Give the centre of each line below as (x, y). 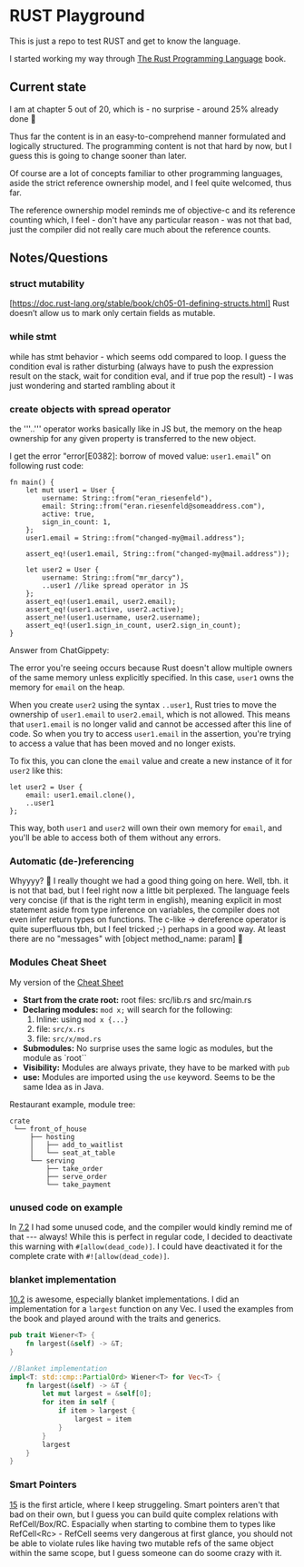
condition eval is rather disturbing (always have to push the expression (142, 366)
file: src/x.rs (60, 1028)
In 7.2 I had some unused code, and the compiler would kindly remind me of (151, 1226)
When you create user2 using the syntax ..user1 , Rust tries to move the (143, 705)
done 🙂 (23, 118)
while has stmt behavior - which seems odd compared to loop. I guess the (148, 356)
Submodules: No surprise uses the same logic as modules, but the (148, 1048)
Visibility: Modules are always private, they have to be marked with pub (156, 1067)
